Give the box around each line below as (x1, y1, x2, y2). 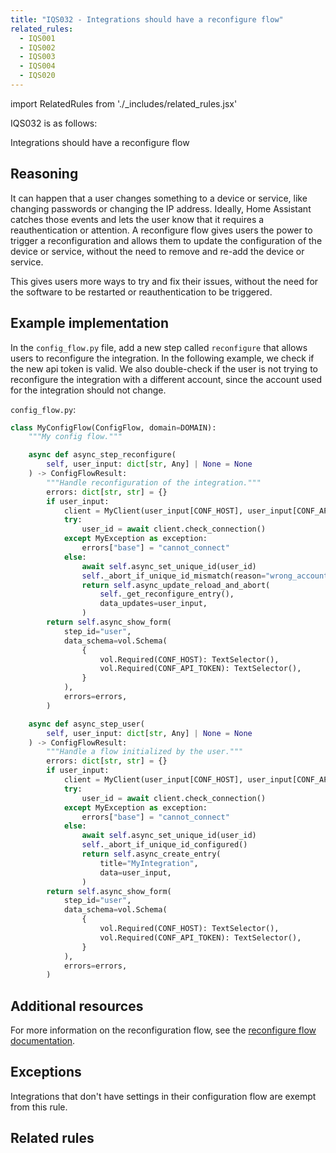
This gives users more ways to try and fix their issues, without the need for (10, 275, 319, 287)
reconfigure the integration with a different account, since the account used (10, 373, 323, 385)
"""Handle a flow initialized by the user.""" (46, 747, 244, 757)
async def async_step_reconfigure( (28, 450, 177, 460)
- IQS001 (19, 33, 56, 43)
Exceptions (10, 1064, 82, 1081)
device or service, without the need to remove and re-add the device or (10, 245, 305, 257)
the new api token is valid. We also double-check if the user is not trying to (10, 362, 318, 375)
